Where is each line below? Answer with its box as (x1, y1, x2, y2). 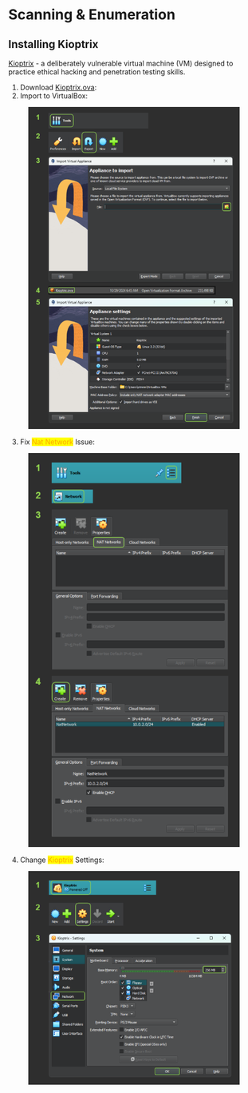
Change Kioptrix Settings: (19, 855, 105, 864)
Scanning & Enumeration (8, 6, 175, 24)
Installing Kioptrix (8, 38, 99, 51)
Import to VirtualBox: (19, 91, 89, 101)
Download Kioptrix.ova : (19, 82, 97, 92)
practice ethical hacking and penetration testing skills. (8, 67, 186, 77)
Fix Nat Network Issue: (19, 437, 96, 447)
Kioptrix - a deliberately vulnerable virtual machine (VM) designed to (8, 58, 234, 68)
